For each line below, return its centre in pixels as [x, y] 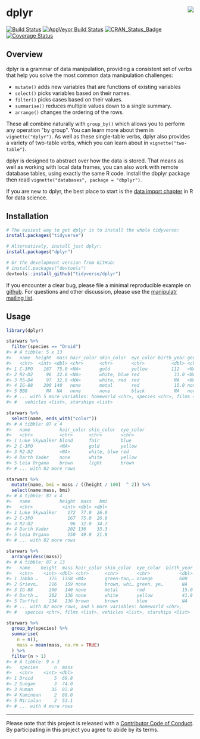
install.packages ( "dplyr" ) [40, 252]
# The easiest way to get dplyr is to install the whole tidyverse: [93, 230]
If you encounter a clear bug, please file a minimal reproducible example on [99, 285]
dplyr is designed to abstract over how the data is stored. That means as [95, 161]
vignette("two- [168, 143]
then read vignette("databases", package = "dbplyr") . [74, 180]
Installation [27, 216]
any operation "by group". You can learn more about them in [80, 130]
